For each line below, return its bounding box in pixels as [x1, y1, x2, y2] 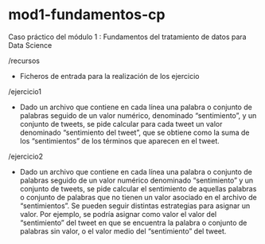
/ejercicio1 [8, 86, 42, 96]
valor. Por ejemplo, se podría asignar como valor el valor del [19, 209, 217, 218]
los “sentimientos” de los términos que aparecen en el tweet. [19, 136, 220, 145]
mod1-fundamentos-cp [8, 6, 166, 24]
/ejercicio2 [8, 152, 44, 161]
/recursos [8, 56, 40, 65]
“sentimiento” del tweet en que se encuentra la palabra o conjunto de [19, 218, 247, 227]
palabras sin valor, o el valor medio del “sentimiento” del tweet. [19, 226, 227, 236]
